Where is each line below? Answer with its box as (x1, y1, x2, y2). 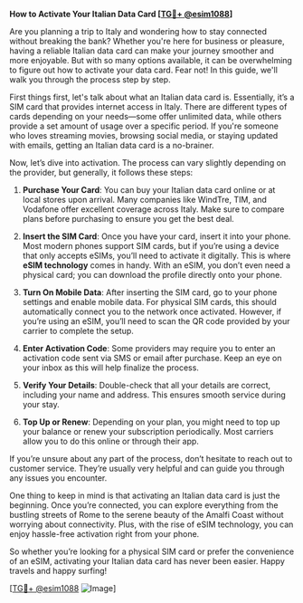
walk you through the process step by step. (9, 74, 171, 85)
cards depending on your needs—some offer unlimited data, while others (9, 111, 282, 121)
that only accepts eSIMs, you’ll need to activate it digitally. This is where (22, 250, 291, 261)
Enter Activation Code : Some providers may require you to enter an (22, 343, 276, 353)
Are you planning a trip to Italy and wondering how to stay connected (9, 26, 267, 36)
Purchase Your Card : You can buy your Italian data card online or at (22, 185, 276, 195)
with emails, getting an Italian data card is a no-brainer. (9, 140, 214, 150)
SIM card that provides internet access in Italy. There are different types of (9, 101, 288, 112)
